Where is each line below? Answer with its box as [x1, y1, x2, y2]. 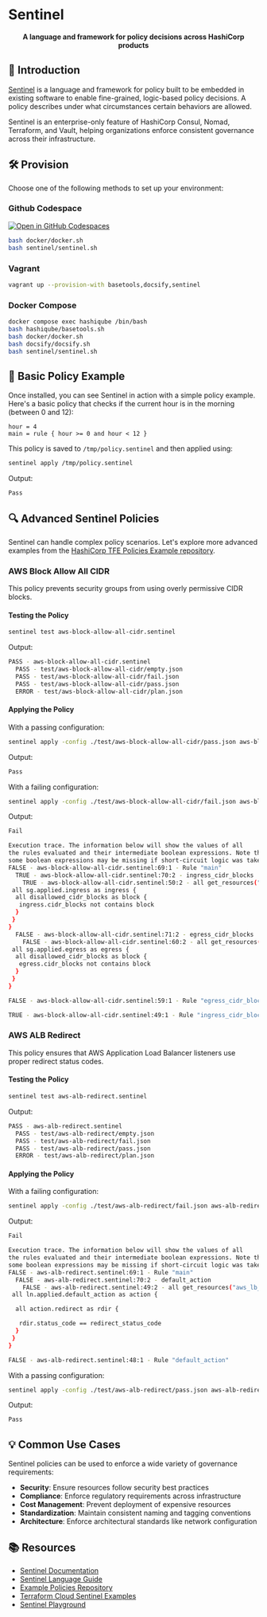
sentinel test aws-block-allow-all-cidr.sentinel [8, 628, 176, 636]
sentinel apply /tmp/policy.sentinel [8, 460, 133, 468]
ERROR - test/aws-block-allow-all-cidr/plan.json [15, 687, 183, 695]
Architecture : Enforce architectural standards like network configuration [19, 1517, 257, 1526]
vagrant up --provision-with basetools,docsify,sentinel [8, 280, 201, 288]
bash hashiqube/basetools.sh [8, 325, 105, 333]
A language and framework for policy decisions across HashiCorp [22, 32, 245, 41]
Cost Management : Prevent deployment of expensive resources [19, 1500, 231, 1509]
